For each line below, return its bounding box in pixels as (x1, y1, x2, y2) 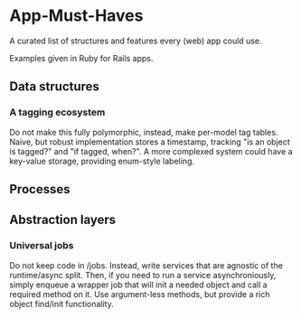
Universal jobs (9, 239, 74, 252)
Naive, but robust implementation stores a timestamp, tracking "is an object (9, 136, 291, 147)
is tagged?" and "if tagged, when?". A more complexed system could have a (9, 145, 293, 156)
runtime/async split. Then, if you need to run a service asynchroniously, (9, 269, 277, 280)
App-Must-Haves (9, 5, 144, 26)
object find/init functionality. (9, 298, 115, 309)
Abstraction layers (9, 212, 117, 228)
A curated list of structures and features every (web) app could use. (9, 35, 262, 46)
